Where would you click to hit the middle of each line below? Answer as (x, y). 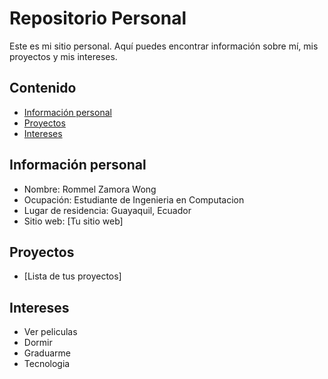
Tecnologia (47, 364)
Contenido (43, 88)
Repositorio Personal (98, 18)
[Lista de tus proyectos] (72, 276)
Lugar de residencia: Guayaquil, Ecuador (107, 210)
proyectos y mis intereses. (63, 56)
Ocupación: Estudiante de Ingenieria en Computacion (134, 199)
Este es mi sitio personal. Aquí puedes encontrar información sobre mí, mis (164, 46)
